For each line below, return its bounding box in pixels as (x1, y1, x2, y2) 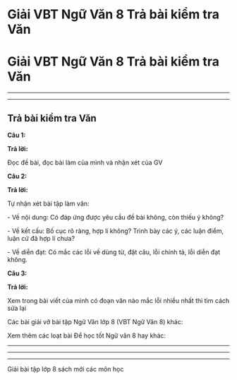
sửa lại (7, 304, 27, 312)
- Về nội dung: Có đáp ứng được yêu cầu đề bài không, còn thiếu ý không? (7, 213, 224, 221)
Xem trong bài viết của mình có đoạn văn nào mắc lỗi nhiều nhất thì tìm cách (7, 296, 230, 304)
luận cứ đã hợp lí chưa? (7, 234, 75, 242)
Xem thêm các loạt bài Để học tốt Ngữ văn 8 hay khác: (7, 331, 166, 340)
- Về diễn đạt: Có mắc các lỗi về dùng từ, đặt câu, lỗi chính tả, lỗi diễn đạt (7, 247, 221, 256)
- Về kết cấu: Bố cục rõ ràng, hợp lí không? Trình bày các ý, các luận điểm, (7, 226, 224, 235)
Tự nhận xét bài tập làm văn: (7, 199, 90, 208)
